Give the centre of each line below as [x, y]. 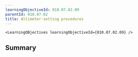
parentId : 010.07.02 [27, 14]
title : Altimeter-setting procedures [44, 19]
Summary [21, 48]
